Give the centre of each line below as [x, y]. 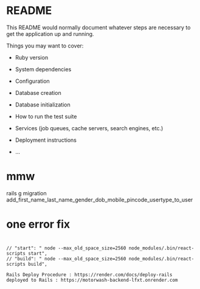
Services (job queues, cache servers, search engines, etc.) [89, 128]
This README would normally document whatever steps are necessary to [98, 27]
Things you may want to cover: [45, 46]
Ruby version [32, 57]
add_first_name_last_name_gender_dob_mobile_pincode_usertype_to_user [100, 200]
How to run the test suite [46, 116]
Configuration [32, 81]
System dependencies [43, 69]
